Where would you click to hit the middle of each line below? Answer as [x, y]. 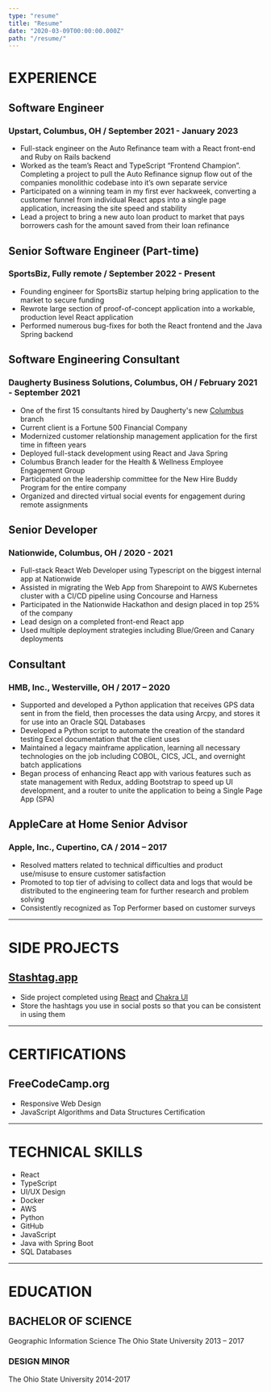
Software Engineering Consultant [94, 360]
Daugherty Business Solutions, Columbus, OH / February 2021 [133, 382]
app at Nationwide [50, 579]
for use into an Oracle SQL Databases [83, 722]
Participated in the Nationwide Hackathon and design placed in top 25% [140, 605]
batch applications [51, 765]
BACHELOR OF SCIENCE [70, 1321]
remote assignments [54, 504]
